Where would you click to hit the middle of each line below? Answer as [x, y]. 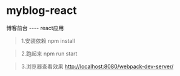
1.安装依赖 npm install [48, 40]
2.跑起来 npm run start [49, 53]
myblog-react [42, 11]
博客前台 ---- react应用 [35, 28]
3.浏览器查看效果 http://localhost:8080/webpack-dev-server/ [97, 66]
